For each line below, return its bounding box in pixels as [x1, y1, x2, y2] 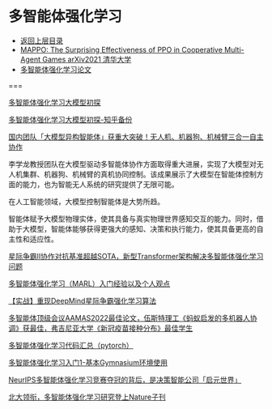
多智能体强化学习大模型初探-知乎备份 [8, 114, 133, 124]
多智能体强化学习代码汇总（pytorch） [8, 340, 134, 350]
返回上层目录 [19, 36, 63, 45]
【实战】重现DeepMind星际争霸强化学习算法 [8, 296, 156, 305]
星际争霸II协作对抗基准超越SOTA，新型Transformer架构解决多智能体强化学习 [8, 251, 264, 261]
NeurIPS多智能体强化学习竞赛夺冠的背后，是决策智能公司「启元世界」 [8, 374, 242, 385]
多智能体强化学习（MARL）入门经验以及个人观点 [8, 279, 171, 288]
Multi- [223, 45, 244, 54]
